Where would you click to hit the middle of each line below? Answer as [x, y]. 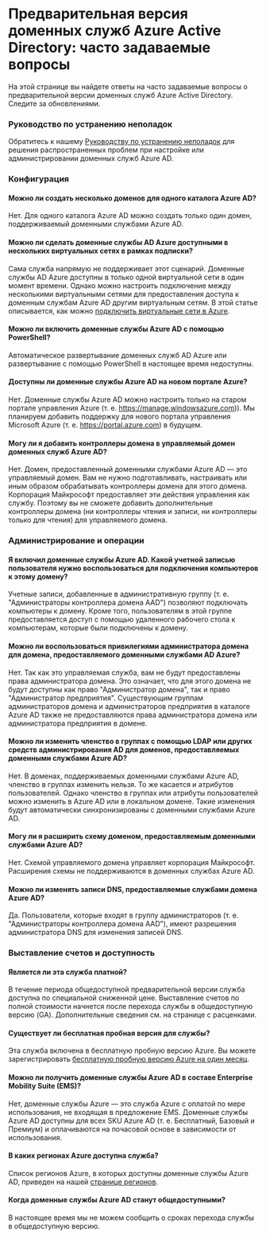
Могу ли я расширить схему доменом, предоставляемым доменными [132, 836]
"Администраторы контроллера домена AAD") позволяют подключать [128, 602]
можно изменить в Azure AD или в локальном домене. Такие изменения [132, 801]
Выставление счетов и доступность [82, 953]
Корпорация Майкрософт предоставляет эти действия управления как [129, 495]
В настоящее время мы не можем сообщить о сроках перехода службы [131, 1218]
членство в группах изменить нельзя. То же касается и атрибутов [121, 784]
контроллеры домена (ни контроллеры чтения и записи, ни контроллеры [133, 512]
